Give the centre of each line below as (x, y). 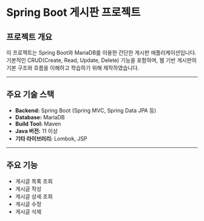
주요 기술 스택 (30, 95)
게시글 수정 (28, 204)
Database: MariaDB (40, 117)
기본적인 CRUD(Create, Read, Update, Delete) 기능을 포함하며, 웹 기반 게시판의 (102, 60)
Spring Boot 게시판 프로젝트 (73, 12)
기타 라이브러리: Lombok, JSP (51, 138)
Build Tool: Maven (38, 124)
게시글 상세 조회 (34, 196)
